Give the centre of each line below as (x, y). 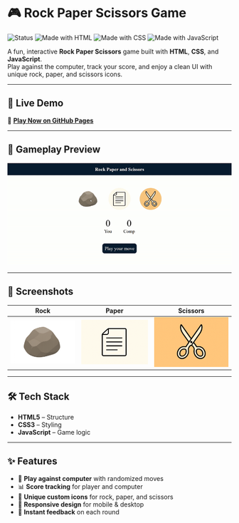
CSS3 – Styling (39, 425)
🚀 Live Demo (36, 103)
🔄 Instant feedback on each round (68, 512)
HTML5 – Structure (46, 418)
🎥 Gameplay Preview (54, 150)
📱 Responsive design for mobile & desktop (81, 504)
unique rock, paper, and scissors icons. (65, 74)
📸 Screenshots (41, 292)
